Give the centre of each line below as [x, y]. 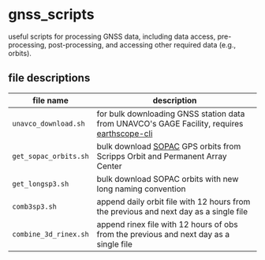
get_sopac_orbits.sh [50, 156]
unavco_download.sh [49, 123]
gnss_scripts [51, 15]
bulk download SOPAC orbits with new [168, 179]
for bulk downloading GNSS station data [171, 114]
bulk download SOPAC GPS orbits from [169, 146]
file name [50, 100]
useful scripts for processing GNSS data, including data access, [112, 36]
